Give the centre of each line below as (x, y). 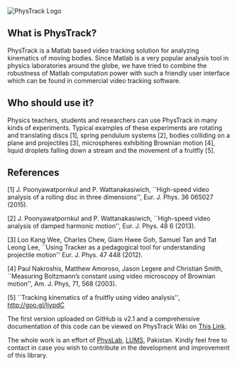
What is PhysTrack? (52, 33)
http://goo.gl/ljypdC (36, 305)
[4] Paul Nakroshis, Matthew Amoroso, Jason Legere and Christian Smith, (115, 269)
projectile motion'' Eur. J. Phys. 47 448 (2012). (75, 255)
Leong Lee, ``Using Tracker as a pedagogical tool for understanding (106, 247)
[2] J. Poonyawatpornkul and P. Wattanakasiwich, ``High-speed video (109, 219)
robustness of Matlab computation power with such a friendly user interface (118, 73)
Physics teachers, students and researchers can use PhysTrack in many (112, 120)
